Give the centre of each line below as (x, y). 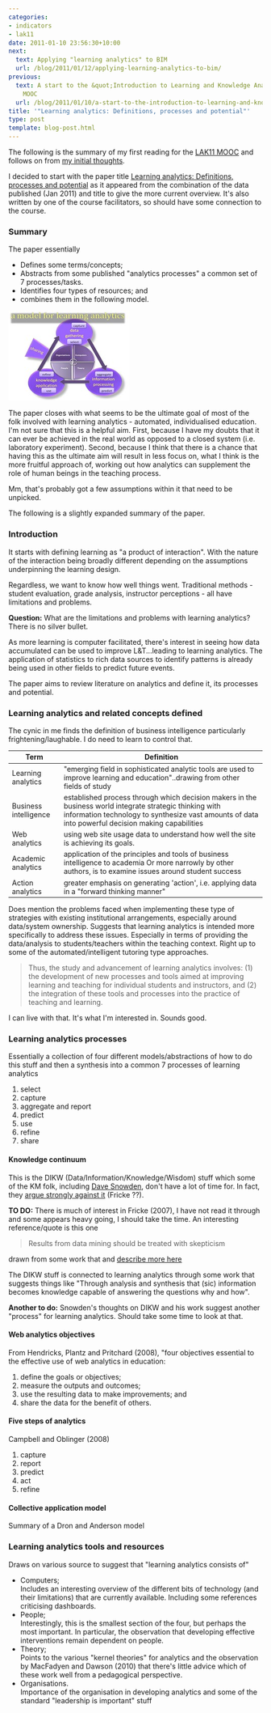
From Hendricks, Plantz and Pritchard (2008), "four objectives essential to (131, 1352)
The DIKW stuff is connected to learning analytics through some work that (131, 1274)
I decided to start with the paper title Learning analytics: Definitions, (121, 176)
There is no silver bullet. (48, 626)
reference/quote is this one (53, 1228)
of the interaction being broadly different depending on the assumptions (128, 560)
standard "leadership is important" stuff (86, 1700)
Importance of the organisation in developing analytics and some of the (139, 1692)
